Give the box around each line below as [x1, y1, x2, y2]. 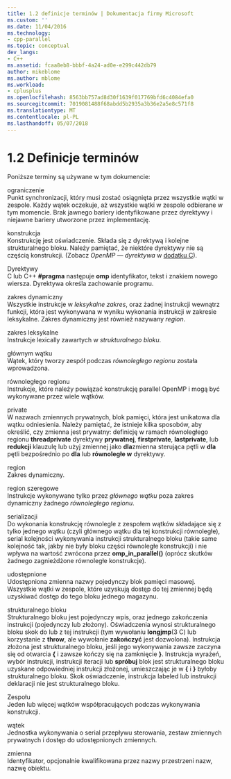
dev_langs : [7, 49, 39, 56]
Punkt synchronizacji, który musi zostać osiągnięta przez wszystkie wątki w [7, 194, 224, 202]
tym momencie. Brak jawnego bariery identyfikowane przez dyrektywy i [7, 208, 213, 217]
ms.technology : [7, 29, 51, 37]
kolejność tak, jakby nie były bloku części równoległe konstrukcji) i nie [7, 542, 207, 551]
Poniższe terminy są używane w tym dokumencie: [7, 173, 151, 181]
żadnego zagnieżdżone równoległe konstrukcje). [7, 557, 147, 565]
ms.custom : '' [7, 17, 49, 24]
